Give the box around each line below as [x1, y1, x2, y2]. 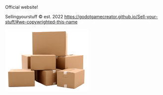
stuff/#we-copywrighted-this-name [5, 19, 78, 25]
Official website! [5, 4, 38, 10]
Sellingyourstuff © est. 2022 [5, 14, 63, 19]
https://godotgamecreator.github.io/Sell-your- [64, 14, 158, 19]
